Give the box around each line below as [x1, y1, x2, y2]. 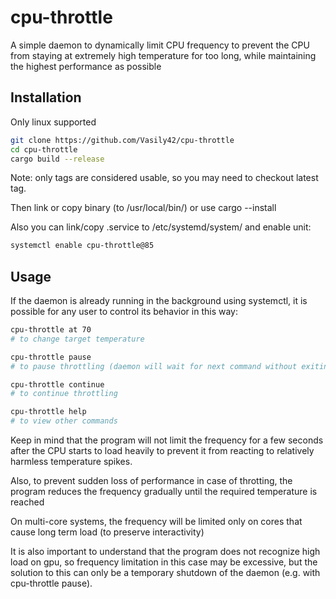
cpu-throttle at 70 [10, 325, 92, 335]
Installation [10, 89, 82, 106]
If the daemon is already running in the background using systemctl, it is [10, 295, 308, 307]
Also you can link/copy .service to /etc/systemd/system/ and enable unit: [10, 221, 312, 233]
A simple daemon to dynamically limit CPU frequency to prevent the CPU [10, 39, 310, 51]
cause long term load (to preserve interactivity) [10, 526, 205, 538]
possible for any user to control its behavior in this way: [10, 306, 239, 318]
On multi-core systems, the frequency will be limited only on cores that [10, 516, 303, 528]
